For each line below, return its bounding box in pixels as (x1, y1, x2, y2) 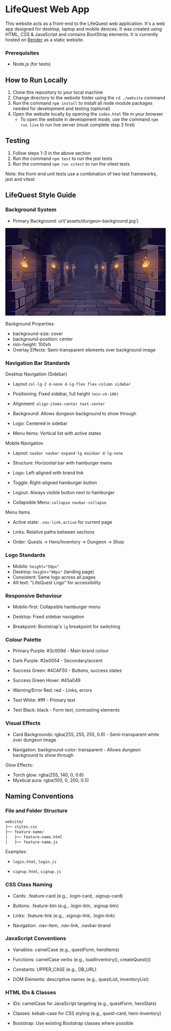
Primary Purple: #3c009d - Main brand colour (12, 648, 109, 654)
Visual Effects (5, 720, 41, 727)
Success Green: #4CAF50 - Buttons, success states (12, 667, 122, 673)
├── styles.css (5, 824, 38, 830)
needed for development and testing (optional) (12, 105, 111, 112)
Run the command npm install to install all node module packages (12, 100, 153, 106)
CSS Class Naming (5, 881, 52, 888)
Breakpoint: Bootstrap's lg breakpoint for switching (12, 623, 121, 630)
